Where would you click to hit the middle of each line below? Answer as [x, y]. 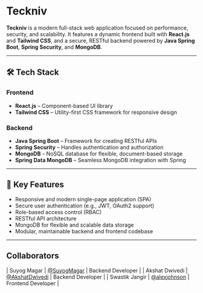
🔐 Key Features [35, 185]
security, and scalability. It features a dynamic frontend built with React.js [98, 34]
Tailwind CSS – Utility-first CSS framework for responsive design [96, 112]
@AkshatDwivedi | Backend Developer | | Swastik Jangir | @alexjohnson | [98, 277]
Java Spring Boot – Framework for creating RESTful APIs [86, 140]
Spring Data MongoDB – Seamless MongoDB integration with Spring [100, 160]
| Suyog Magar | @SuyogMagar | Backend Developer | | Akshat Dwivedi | [97, 270]
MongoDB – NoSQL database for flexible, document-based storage [99, 153]
